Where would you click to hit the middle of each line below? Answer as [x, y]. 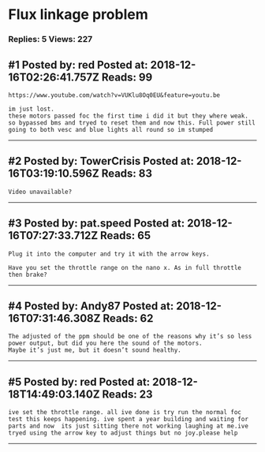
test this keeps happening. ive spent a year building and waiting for [128, 420]
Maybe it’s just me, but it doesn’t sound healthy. [95, 350]
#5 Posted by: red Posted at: [79, 381]
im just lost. [32, 109]
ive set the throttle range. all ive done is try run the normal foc [125, 413]
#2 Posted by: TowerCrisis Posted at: [101, 161]
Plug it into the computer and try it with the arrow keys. [109, 254]
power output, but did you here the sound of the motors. [105, 344]
